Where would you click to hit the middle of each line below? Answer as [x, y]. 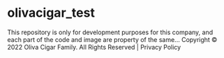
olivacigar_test [51, 13]
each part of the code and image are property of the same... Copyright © [112, 39]
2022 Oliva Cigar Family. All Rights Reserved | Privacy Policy [94, 47]
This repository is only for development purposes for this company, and [110, 32]
